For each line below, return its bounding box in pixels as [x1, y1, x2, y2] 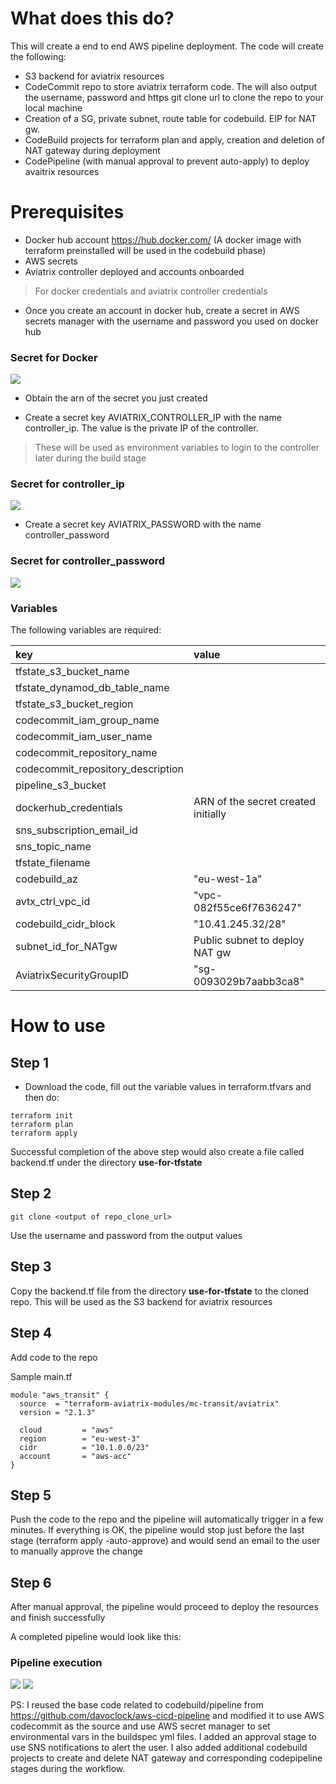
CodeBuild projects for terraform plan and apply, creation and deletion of [24, 133, 325, 146]
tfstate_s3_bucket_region [15, 697, 134, 711]
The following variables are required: [10, 624, 162, 636]
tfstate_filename [15, 856, 91, 870]
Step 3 [10, 1258, 52, 1276]
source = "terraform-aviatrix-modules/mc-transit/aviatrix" [19, 1398, 280, 1409]
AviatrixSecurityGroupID [15, 968, 130, 982]
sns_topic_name [15, 840, 92, 854]
